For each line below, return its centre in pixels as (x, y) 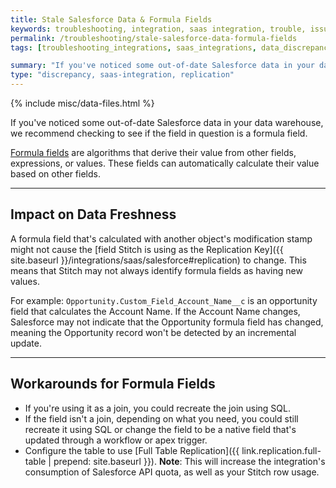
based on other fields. (55, 174)
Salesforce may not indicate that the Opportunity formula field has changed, (167, 322)
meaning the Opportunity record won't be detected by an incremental (153, 332)
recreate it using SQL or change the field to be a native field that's (160, 429)
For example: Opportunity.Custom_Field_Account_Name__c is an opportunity (164, 300)
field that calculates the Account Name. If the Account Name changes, (155, 311)
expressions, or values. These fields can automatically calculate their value (165, 163)
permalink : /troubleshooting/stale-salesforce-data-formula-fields (154, 38)
